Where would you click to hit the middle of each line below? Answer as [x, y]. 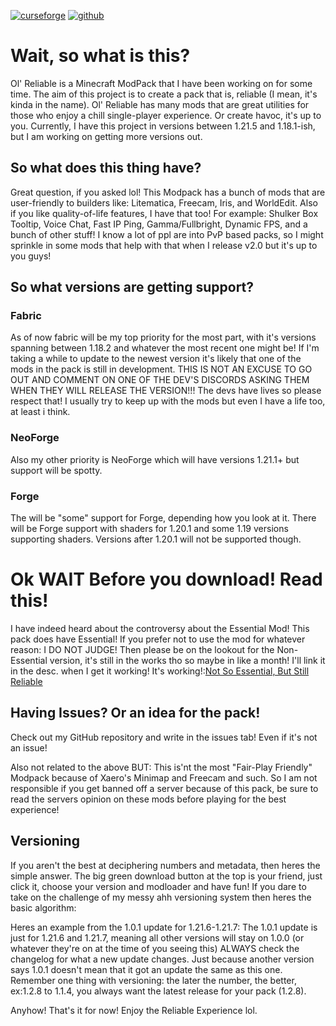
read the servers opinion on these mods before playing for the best [148, 799]
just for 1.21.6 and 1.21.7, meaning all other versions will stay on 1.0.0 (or [157, 937]
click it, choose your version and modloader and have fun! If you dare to [158, 886]
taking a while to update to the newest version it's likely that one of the [156, 359]
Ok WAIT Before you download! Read [166, 579]
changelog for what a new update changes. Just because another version [162, 959]
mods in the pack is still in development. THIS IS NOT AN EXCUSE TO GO [161, 369]
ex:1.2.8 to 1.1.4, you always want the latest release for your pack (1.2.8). [158, 991]
